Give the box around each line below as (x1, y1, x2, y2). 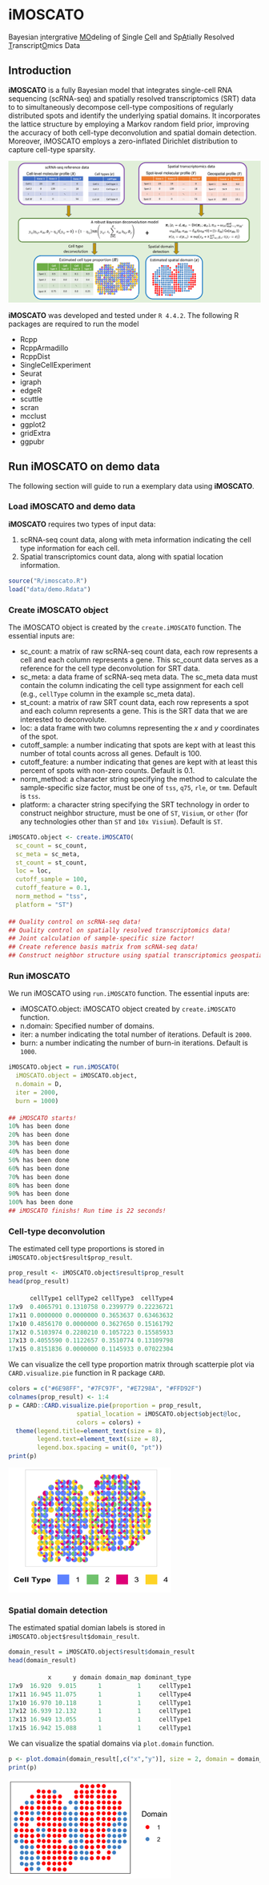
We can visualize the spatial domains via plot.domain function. (8, 1738, 215, 1748)
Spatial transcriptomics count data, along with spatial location (19, 551, 224, 562)
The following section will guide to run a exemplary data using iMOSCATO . (8, 481, 255, 490)
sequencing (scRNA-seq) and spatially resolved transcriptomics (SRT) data (8, 94, 256, 103)
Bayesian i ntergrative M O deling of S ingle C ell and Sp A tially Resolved (8, 32, 235, 42)
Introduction (8, 64, 72, 78)
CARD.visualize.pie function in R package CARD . (8, 1368, 166, 1378)
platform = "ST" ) (15, 900, 74, 908)
